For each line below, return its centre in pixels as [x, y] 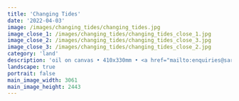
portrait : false [31, 73]
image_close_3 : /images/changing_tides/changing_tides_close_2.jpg [110, 47]
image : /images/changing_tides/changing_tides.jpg [84, 27]
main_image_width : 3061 [43, 80]
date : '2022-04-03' [36, 21]
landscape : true [31, 67]
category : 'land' [33, 54]
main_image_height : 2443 [44, 87]
